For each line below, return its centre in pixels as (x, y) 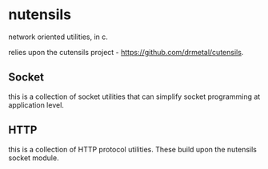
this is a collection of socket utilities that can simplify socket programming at (134, 96)
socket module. (34, 158)
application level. (36, 104)
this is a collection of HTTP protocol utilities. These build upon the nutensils (133, 149)
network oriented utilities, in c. (58, 37)
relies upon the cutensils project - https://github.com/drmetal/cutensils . (126, 52)
